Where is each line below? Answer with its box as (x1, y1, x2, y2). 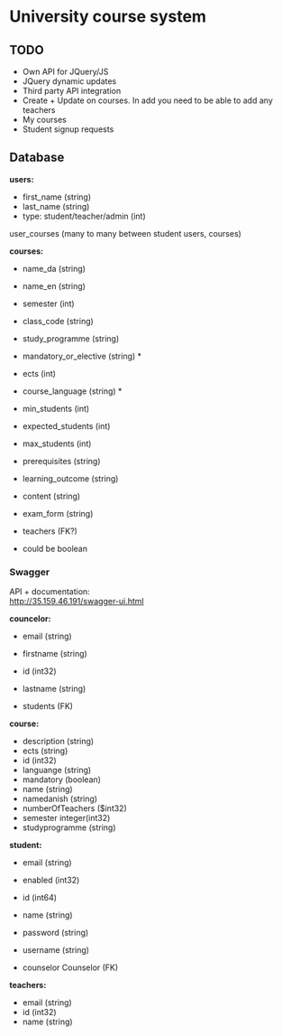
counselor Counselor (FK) (22, 962, 119, 973)
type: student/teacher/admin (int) (22, 210, 146, 221)
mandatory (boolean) (22, 774, 102, 785)
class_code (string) (22, 315, 95, 326)
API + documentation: (9, 586, 90, 597)
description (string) (22, 736, 95, 747)
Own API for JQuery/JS (22, 66, 109, 77)
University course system (9, 6, 207, 27)
